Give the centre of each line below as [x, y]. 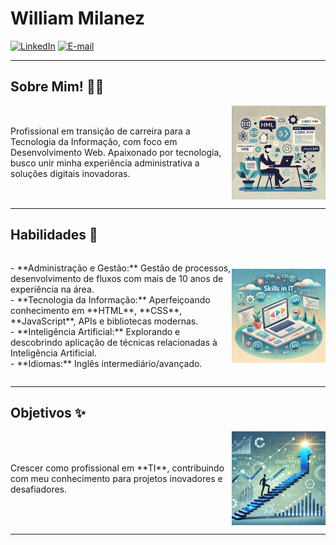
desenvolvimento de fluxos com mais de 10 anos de [117, 278]
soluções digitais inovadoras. [70, 174]
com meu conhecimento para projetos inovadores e [116, 478]
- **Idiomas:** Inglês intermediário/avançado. [106, 363]
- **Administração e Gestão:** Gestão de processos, [121, 268]
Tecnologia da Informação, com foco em [94, 142]
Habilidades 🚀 [54, 235]
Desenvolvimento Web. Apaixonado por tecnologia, [116, 153]
